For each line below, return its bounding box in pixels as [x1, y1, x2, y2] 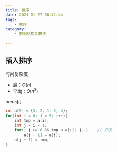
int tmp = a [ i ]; [14, 118, 50, 123]
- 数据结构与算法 [14, 31, 46, 36]
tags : [5, 17, 17, 22]
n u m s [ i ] [5, 99, 22, 105]
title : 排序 [5, 7, 29, 13]
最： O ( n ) [12, 82, 32, 88]
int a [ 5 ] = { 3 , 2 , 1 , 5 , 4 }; [5, 108, 68, 113]
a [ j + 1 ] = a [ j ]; [24, 132, 61, 138]
